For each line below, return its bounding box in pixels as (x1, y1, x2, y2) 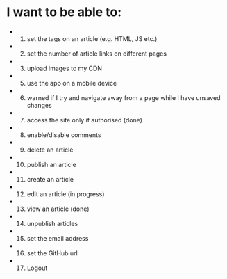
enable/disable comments (26, 130, 101, 139)
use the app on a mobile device (26, 79, 117, 87)
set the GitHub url (26, 248, 78, 257)
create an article (26, 175, 74, 183)
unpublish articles (26, 219, 78, 228)
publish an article (26, 160, 77, 168)
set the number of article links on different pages (26, 49, 167, 58)
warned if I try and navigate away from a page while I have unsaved (26, 93, 221, 102)
